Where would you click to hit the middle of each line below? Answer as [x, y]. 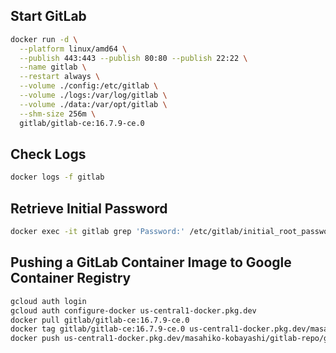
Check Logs [48, 154]
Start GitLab [48, 16]
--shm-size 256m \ [58, 114]
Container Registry [71, 278]
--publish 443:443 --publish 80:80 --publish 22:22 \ [133, 58]
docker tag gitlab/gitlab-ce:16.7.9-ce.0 [98, 329]
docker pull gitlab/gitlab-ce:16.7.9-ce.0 [100, 320]
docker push [35, 339]
